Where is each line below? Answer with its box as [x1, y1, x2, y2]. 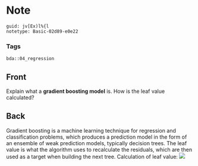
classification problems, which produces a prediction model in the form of [6, 133, 187, 140]
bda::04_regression [6, 56, 55, 62]
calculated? [6, 94, 34, 101]
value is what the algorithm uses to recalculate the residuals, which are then [6, 146, 192, 153]
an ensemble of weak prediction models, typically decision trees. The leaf [6, 139, 187, 146]
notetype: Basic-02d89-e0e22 [6, 28, 78, 35]
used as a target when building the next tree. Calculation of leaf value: [6, 153, 178, 160]
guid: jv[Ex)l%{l [6, 23, 49, 29]
